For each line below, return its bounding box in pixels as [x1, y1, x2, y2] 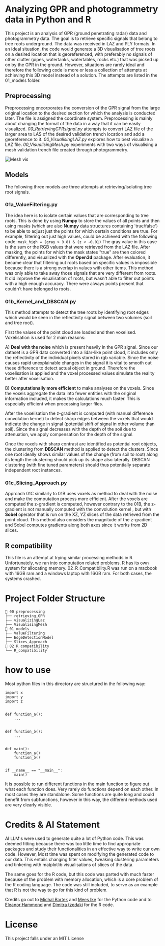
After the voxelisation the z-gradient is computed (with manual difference [5, 410, 153, 416]
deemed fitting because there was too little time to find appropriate [5, 841, 141, 847]
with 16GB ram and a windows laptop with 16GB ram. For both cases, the [5, 571, 152, 577]
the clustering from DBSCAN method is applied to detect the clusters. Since [5, 446, 159, 452]
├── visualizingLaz [5, 618, 45, 623]
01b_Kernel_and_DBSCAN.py [5, 298, 76, 305]
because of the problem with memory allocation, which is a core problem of [5, 876, 159, 882]
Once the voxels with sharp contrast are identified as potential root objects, [5, 441, 157, 447]
